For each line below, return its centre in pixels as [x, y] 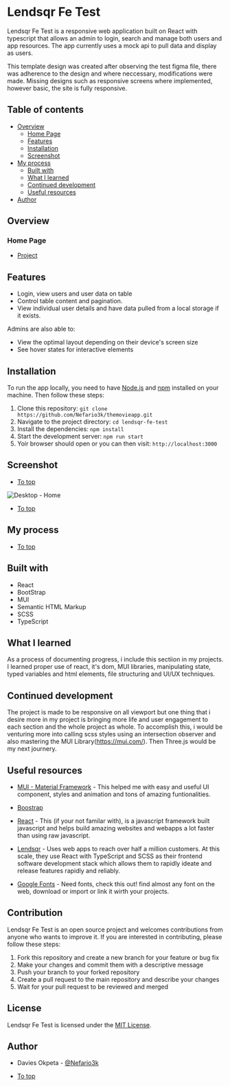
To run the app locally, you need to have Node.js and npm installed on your [113, 388]
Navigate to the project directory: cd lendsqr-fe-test [92, 422]
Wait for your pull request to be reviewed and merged [93, 987]
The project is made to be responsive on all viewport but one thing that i [109, 712]
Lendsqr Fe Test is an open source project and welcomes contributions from [115, 930]
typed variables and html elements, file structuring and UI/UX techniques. [111, 674]
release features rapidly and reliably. [69, 870]
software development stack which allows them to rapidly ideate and [114, 863]
